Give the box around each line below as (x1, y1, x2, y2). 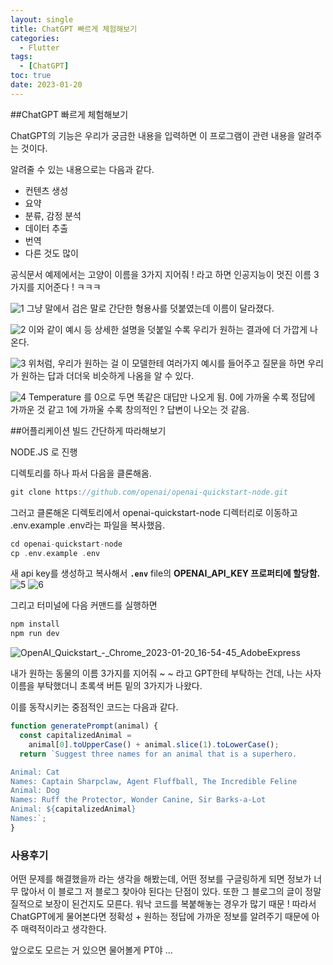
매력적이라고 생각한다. (20, 923, 107, 935)
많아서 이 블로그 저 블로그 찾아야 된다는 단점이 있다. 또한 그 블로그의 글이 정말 (20, 886, 322, 898)
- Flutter (19, 42, 60, 53)
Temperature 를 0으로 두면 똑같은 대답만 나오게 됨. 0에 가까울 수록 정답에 (28, 391, 316, 403)
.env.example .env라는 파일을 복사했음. (10, 519, 166, 531)
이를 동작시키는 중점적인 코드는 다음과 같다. (10, 701, 179, 713)
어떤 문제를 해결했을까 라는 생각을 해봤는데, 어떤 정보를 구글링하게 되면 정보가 (10, 873, 312, 885)
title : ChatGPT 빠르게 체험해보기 (10, 24, 138, 34)
